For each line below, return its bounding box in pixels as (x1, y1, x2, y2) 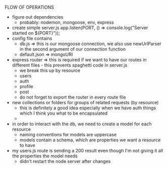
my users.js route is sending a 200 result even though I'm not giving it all (12, 148, 163, 153)
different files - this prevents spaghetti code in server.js (12, 62, 128, 68)
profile (19, 83, 33, 90)
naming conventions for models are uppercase (19, 132, 117, 137)
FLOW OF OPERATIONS (5, 5, 54, 10)
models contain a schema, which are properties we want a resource (19, 137, 161, 143)
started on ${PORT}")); (12, 30, 60, 36)
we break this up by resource (19, 67, 81, 73)
